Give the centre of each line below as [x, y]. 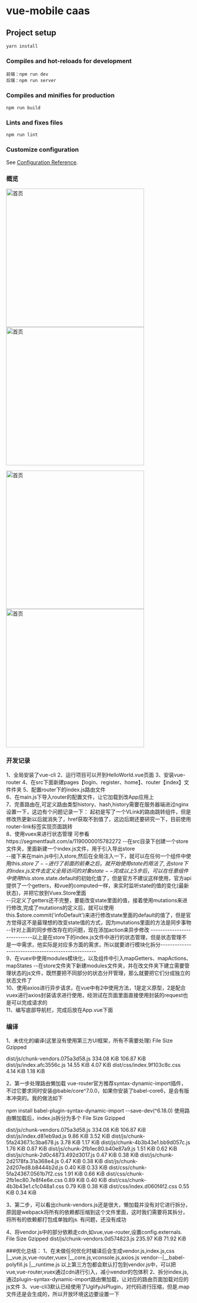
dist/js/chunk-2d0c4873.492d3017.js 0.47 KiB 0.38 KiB [73, 1155]
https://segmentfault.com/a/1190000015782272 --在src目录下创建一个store [97, 841]
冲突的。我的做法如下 [37, 1098]
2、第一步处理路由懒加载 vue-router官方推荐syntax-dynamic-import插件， [96, 1083]
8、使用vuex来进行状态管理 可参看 [48, 834]
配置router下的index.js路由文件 [69, 789]
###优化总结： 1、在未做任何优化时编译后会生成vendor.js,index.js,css [90, 1251]
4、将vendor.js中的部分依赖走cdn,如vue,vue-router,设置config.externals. [94, 1232]
